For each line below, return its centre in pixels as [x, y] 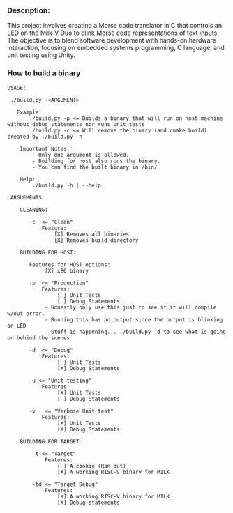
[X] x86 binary [67, 270]
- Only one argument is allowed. [81, 155]
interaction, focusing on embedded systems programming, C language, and [116, 48]
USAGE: [17, 88]
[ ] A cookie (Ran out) [92, 466]
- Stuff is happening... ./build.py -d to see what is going [135, 332]
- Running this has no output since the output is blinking [134, 319]
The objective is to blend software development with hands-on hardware [112, 40]
